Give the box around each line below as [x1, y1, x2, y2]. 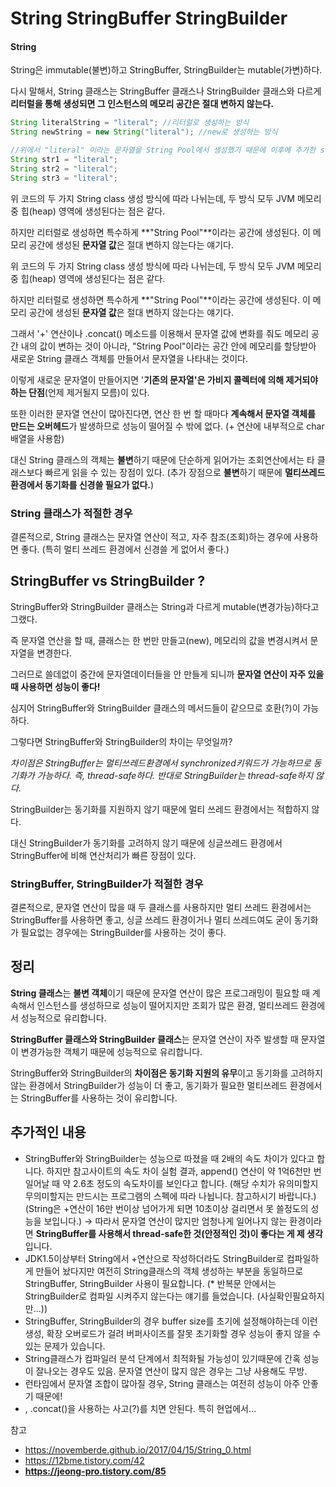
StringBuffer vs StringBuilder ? [10, 573, 206, 590]
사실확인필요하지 [259, 1290, 325, 1302]
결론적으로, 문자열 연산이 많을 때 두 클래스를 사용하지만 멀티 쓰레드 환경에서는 [10, 902, 312, 914]
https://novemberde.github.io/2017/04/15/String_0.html [24, 1443, 252, 1456]
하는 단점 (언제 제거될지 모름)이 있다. [10, 386, 150, 398]
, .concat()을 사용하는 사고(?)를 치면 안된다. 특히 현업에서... [24, 1402, 257, 1414]
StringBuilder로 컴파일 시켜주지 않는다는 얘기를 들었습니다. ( [24, 1290, 261, 1302]
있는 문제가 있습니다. [24, 1340, 106, 1352]
